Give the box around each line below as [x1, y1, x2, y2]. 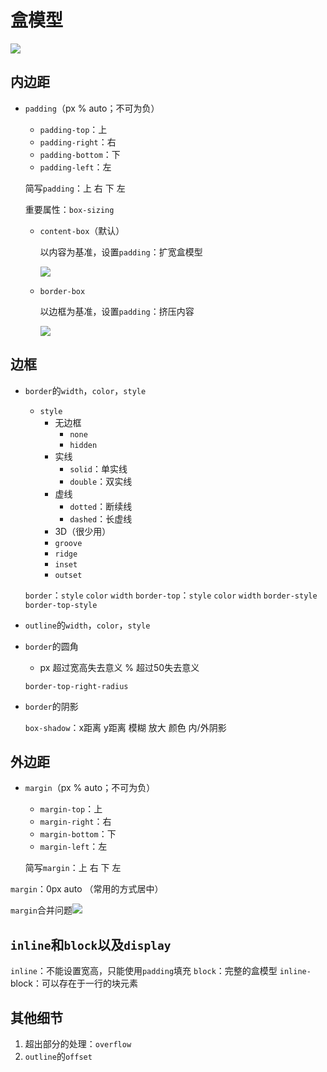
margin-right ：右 [39, 816, 112, 828]
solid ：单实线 [69, 462, 128, 475]
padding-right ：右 [39, 136, 117, 148]
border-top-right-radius [24, 681, 129, 691]
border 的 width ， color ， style [24, 384, 147, 396]
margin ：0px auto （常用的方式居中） [10, 883, 164, 895]
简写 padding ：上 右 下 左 [24, 182, 126, 194]
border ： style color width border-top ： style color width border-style [24, 589, 318, 601]
